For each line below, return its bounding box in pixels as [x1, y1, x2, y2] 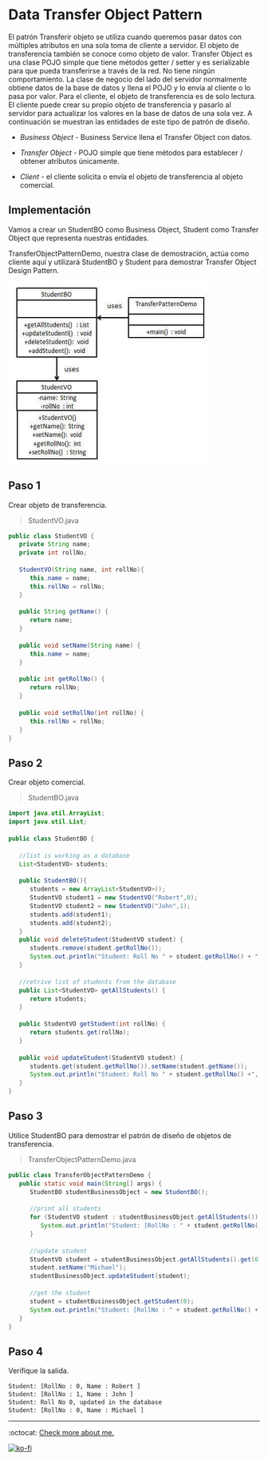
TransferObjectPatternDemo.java [27, 1154, 136, 1164]
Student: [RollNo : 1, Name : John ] [8, 1391, 134, 1399]
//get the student [29, 1289, 91, 1297]
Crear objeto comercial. [8, 777, 86, 788]
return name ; [29, 617, 73, 625]
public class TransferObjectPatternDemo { [8, 1171, 152, 1179]
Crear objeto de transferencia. [8, 500, 108, 510]
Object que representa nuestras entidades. [8, 233, 149, 243]
